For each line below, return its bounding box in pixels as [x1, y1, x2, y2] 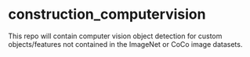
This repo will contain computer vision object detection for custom [8, 31, 223, 41]
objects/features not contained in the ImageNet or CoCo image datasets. [8, 39, 243, 48]
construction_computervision [8, 5, 206, 23]
